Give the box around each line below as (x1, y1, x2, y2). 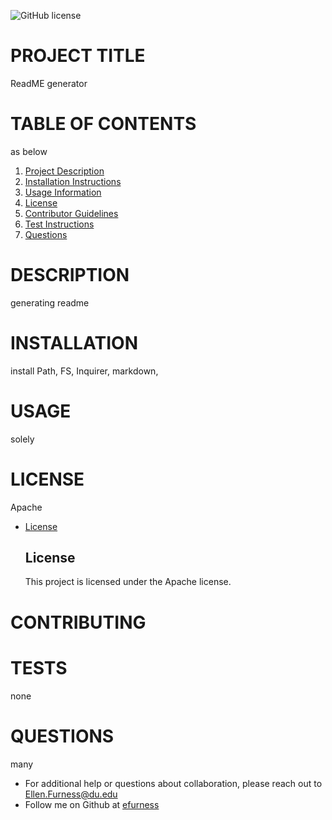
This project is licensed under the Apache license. (24, 576, 232, 588)
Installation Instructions (24, 175, 122, 187)
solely (10, 433, 35, 445)
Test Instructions (24, 218, 95, 230)
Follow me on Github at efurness (24, 798, 160, 810)
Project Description (24, 165, 105, 177)
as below (10, 145, 48, 157)
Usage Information (24, 186, 102, 198)
